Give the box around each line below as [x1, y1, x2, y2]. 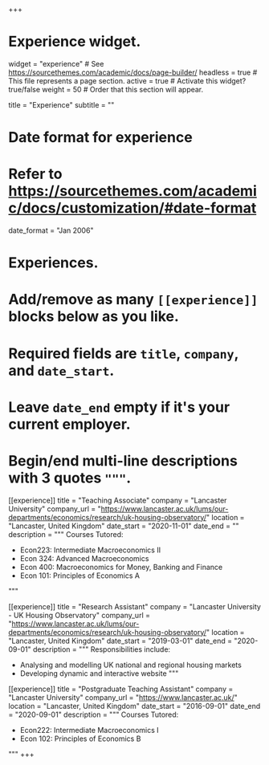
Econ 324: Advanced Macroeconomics [19, 553, 149, 563]
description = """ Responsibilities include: [32, 644, 171, 654]
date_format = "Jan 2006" [8, 226, 94, 235]
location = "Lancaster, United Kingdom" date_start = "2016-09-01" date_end [8, 701, 261, 710]
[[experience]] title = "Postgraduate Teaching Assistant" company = [8, 684, 234, 694]
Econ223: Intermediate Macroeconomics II [19, 545, 161, 555]
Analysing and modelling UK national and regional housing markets [19, 660, 243, 669]
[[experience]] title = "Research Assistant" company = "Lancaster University [8, 601, 261, 611]
